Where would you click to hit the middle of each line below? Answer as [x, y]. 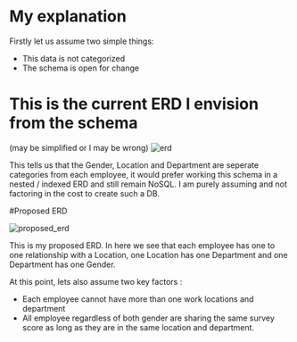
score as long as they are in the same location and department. [138, 327]
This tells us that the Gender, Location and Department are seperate [134, 165]
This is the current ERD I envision [134, 104]
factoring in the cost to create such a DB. [85, 193]
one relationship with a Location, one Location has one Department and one [148, 254]
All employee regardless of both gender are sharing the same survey [148, 318]
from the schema [74, 123]
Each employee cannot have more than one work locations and [138, 299]
